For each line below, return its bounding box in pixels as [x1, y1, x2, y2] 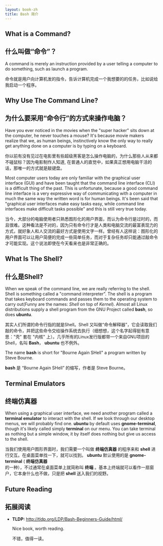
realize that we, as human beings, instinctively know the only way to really [5, 137, 153, 144]
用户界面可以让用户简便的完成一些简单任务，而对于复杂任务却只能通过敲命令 [5, 234, 158, 240]
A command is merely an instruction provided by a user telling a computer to [5, 60, 158, 66]
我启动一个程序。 [5, 82, 39, 88]
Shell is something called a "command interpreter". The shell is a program [5, 291, 152, 297]
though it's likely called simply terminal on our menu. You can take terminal [5, 426, 156, 432]
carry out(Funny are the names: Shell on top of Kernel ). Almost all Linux [5, 301, 148, 307]
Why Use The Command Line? [5, 96, 98, 105]
